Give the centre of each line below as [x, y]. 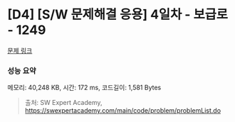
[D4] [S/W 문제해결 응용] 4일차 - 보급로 [118, 15]
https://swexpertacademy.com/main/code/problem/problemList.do [123, 111]
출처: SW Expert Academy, [63, 103]
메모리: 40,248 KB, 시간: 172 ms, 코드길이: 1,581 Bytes [84, 88]
